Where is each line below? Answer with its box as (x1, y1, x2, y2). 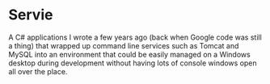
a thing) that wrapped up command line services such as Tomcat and (8, 40, 239, 50)
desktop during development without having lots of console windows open (8, 58, 257, 68)
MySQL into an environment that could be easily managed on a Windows (8, 49, 251, 59)
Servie (8, 6, 53, 24)
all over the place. (8, 66, 68, 76)
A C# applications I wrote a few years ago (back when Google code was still (8, 32, 263, 42)
